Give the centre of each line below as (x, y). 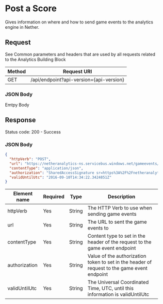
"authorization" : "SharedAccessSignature (52, 173)
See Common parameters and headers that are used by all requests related (80, 54)
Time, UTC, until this (111, 288)
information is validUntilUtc (118, 294)
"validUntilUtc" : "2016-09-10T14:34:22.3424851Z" (60, 177)
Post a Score (31, 9)
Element (23, 194)
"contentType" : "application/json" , (46, 168)
